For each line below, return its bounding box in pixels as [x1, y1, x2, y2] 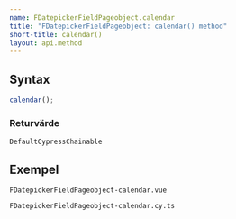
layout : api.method [9, 38, 83, 48]
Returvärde [9, 116, 60, 129]
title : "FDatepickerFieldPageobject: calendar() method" [9, 22, 228, 31]
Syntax [9, 71, 50, 87]
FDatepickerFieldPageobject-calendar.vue [9, 186, 168, 195]
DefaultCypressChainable [9, 137, 103, 147]
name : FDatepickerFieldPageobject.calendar [9, 13, 176, 23]
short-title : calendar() [9, 30, 103, 39]
